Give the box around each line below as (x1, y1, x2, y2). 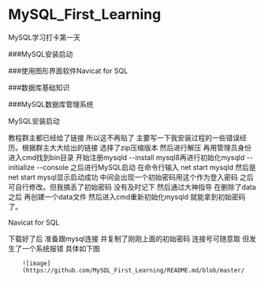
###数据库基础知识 (8, 83, 70, 92)
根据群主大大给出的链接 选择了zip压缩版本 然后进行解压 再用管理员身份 (21, 143, 252, 152)
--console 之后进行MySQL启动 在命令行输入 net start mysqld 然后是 (36, 162, 256, 172)
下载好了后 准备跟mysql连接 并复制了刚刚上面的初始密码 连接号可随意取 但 (8, 234, 250, 243)
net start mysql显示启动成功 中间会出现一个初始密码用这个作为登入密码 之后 (8, 172, 255, 182)
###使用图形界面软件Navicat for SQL (8, 65, 128, 76)
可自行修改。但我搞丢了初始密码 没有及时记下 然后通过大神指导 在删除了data (8, 182, 256, 191)
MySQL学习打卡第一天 (8, 32, 81, 42)
